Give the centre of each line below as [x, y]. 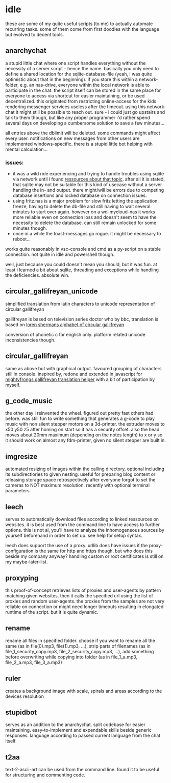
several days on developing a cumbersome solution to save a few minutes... [85, 123]
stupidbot [21, 712]
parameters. [18, 491]
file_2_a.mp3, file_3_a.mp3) [34, 662]
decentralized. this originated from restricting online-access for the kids [81, 101]
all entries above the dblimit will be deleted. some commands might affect [83, 133]
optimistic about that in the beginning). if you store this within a [71, 79]
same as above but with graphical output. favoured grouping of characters [83, 368]
